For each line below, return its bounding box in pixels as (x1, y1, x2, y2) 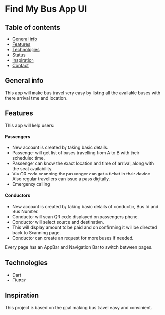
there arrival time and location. (5, 95, 67, 101)
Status (12, 52, 26, 58)
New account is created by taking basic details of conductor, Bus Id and (12, 204, 159, 210)
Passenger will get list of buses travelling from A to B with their (12, 149, 140, 156)
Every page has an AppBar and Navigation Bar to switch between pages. (5, 245, 153, 250)
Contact (12, 63, 29, 68)
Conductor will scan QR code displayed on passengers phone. (12, 214, 139, 220)
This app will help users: (5, 122, 55, 128)
